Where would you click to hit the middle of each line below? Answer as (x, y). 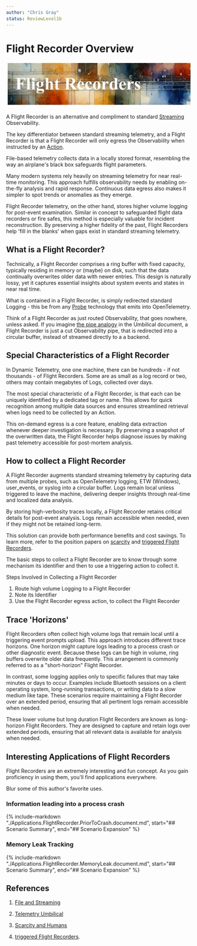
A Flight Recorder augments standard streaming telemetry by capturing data (99, 475)
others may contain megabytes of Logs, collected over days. (80, 382)
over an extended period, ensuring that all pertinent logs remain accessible (97, 702)
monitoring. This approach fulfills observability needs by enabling (98, 182)
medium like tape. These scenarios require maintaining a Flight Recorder (94, 696)
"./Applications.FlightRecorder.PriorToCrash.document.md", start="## (91, 823)
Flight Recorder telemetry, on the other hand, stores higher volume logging (97, 206)
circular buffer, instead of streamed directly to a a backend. (78, 337)
